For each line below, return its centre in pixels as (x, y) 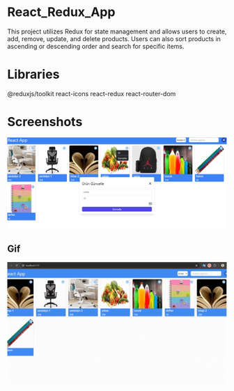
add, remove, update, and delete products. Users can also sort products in (114, 38)
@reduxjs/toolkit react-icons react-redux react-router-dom (92, 93)
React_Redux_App (61, 12)
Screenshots (45, 122)
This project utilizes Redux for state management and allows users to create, (117, 31)
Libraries (33, 75)
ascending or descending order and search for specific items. (96, 46)
